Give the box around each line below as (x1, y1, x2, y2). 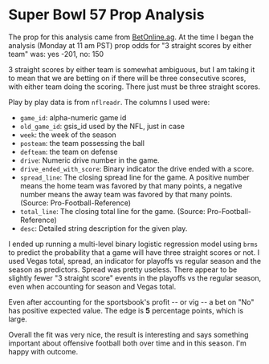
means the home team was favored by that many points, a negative (19, 180, 243, 190)
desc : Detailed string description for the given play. (19, 223, 188, 233)
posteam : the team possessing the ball (19, 138, 145, 148)
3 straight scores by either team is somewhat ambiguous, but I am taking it (8, 64, 255, 74)
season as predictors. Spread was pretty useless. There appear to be (8, 265, 238, 274)
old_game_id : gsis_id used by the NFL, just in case (19, 121, 185, 131)
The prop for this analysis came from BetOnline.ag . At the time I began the (8, 32, 255, 42)
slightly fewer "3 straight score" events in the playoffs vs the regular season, (8, 273, 262, 282)
